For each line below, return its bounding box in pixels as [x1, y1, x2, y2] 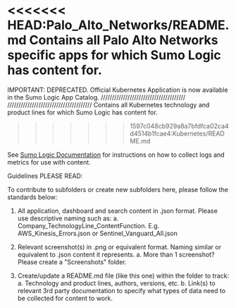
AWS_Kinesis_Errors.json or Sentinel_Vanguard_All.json [17, 229, 178, 237]
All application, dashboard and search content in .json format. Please [17, 206, 218, 215]
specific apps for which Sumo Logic [7, 47, 221, 64]
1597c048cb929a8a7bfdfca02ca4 [130, 122, 229, 130]
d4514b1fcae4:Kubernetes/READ [130, 129, 225, 138]
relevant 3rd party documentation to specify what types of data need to [17, 286, 226, 295]
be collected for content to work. [17, 294, 113, 302]
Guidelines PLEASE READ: [7, 172, 83, 180]
